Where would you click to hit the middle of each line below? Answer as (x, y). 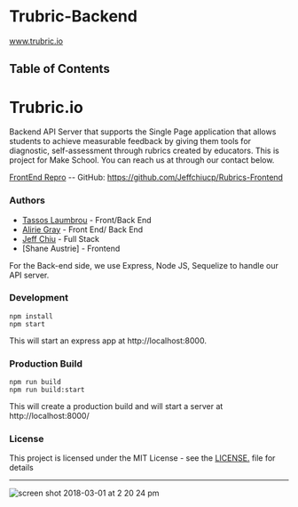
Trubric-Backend (73, 16)
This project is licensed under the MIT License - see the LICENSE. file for (142, 458)
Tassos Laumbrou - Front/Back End (87, 220)
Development (39, 298)
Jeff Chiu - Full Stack (61, 238)
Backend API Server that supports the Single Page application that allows (143, 132)
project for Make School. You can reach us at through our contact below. (142, 160)
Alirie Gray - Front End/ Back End (82, 229)
